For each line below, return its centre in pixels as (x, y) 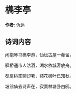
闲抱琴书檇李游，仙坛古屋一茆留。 (39, 54)
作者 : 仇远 (15, 25)
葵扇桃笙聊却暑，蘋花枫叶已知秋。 (39, 76)
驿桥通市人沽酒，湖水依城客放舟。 (39, 65)
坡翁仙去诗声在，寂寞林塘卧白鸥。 (39, 86)
